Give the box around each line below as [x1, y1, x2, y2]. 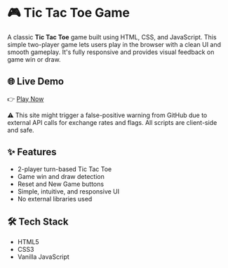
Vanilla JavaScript [17, 253, 70, 261]
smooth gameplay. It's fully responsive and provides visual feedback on [7, 48, 215, 56]
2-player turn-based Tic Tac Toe [17, 165, 112, 173]
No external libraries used [17, 194, 93, 203]
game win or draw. [7, 55, 61, 63]
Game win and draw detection [17, 172, 105, 180]
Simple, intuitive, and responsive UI [17, 187, 120, 196]
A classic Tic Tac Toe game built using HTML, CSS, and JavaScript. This [7, 32, 217, 41]
